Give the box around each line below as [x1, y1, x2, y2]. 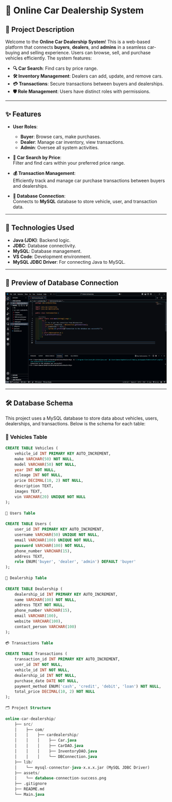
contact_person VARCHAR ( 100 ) [14, 624, 77, 629]
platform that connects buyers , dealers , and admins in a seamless [5, 44, 146, 50]
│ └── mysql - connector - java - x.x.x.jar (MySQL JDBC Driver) [14, 765, 150, 770]
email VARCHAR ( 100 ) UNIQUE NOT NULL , [14, 537, 95, 543]
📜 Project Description [5, 25, 75, 34]
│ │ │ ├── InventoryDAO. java [14, 749, 97, 754]
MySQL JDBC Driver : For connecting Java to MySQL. [12, 259, 126, 265]
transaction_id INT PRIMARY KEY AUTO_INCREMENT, [14, 657, 120, 662]
